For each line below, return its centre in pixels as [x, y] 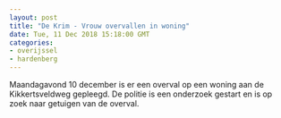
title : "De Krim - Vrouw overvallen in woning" [100, 26]
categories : [31, 42]
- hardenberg [34, 59]
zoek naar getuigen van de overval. [74, 103]
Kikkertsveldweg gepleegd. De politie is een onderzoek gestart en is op [141, 94]
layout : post [34, 17]
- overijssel [34, 51]
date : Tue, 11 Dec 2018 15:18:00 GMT [80, 34]
